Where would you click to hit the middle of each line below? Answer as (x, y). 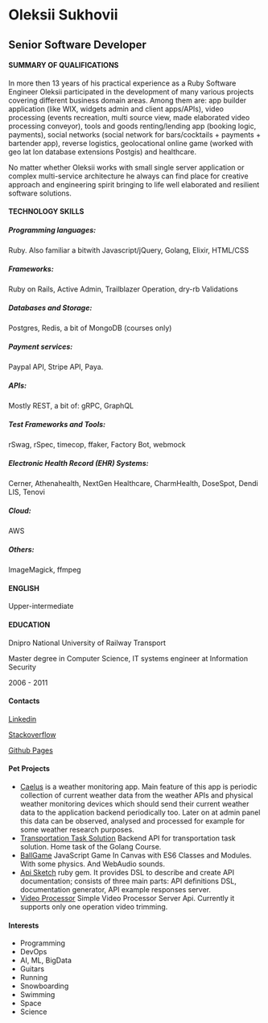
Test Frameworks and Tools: (57, 424)
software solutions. (40, 193)
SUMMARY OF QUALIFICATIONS (64, 65)
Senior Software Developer (78, 45)
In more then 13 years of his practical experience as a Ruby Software (122, 83)
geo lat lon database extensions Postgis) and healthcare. (103, 152)
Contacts (24, 701)
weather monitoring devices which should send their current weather (134, 803)
